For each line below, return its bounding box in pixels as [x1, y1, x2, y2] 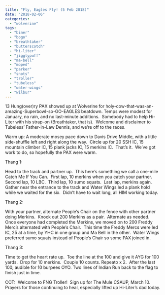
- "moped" [9, 62, 30, 67]
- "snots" [9, 72, 30, 76]
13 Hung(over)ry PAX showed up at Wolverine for [5, 103, 105, 109]
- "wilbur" [9, 90, 32, 95]
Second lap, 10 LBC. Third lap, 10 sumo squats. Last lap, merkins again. [5, 179, 152, 185]
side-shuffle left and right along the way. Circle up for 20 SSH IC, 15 [5, 139, 144, 145]
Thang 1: [5, 159, 23, 165]
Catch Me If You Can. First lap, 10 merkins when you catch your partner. [5, 174, 153, 180]
